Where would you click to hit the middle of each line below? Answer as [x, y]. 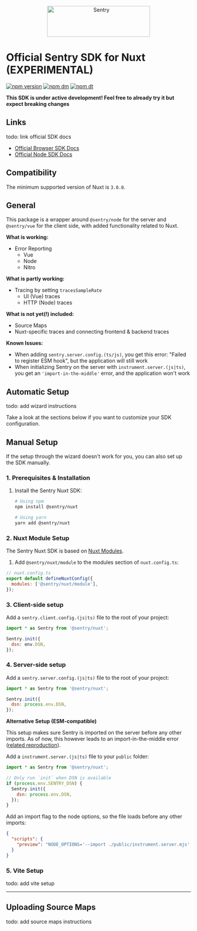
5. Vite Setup [25, 870]
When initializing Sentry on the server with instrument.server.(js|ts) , [100, 367]
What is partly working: [35, 279]
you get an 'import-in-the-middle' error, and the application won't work [102, 373]
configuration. [23, 424]
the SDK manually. [28, 463]
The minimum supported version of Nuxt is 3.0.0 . [66, 187]
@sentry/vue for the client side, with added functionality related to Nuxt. [92, 226]
